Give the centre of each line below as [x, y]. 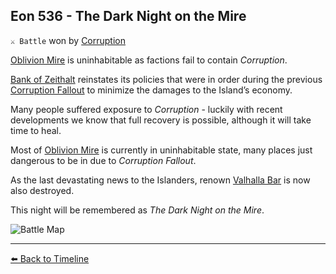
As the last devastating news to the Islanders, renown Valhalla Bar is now [160, 180]
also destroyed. [42, 190]
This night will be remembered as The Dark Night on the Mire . [137, 210]
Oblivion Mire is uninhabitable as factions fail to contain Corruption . [149, 60]
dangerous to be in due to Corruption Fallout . [103, 160]
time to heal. [36, 130]
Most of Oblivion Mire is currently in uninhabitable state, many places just [161, 150]
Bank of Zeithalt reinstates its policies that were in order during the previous [166, 79]
